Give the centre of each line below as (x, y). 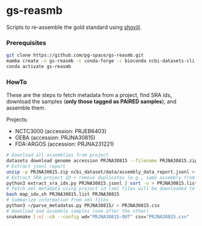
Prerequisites (26, 43)
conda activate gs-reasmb (38, 66)
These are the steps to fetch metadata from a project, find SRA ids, (89, 95)
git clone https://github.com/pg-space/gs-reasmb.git (75, 55)
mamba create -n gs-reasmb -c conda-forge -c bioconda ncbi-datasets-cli (101, 61)
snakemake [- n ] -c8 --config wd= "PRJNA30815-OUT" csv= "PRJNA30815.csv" (98, 217)
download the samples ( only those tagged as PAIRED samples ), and (91, 102)
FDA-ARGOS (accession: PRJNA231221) (64, 144)
